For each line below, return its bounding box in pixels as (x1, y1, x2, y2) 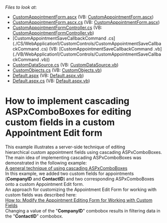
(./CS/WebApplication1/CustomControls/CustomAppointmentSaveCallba (12, 41, 161, 47)
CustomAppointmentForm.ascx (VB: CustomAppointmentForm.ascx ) (12, 14, 154, 20)
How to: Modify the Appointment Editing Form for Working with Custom (5, 197, 153, 203)
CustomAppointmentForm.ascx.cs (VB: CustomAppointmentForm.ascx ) (12, 20, 160, 25)
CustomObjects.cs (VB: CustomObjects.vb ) (12, 67, 102, 73)
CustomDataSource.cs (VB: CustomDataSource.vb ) (12, 62, 119, 68)
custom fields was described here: (5, 191, 77, 197)
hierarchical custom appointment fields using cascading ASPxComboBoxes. (5, 149, 162, 155)
